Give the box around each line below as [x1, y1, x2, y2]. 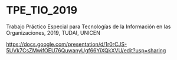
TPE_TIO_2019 [6, 4, 78, 17]
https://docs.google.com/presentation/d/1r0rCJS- [6, 41, 127, 48]
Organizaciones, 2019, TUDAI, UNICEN [6, 29, 100, 36]
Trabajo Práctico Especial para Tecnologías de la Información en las [6, 23, 171, 30]
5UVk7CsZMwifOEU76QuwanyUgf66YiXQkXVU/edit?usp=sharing [6, 46, 166, 54]
